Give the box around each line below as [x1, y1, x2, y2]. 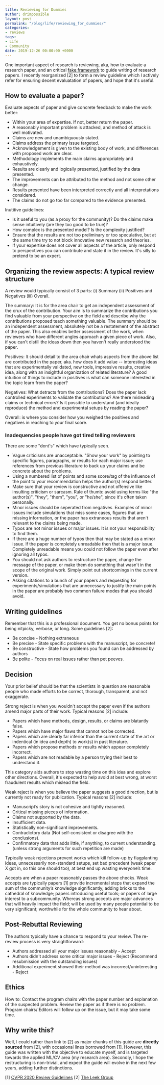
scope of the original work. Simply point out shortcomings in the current [12, 567, 158, 573]
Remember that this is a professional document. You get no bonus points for [5, 620, 159, 626]
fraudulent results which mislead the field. [5, 779, 90, 785]
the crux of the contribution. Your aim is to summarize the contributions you [5, 308, 158, 314]
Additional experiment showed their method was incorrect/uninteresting [12, 963, 158, 969]
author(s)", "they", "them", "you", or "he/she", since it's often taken [12, 494, 147, 500]
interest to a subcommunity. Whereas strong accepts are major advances [5, 896, 153, 902]
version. [12, 572, 29, 578]
